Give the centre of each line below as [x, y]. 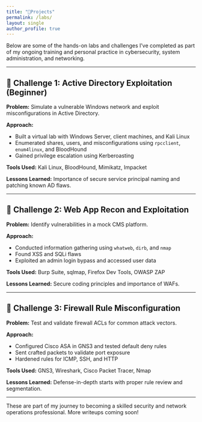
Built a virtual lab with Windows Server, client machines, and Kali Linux [102, 136]
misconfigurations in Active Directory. [53, 113]
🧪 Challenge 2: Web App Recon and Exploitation [98, 210]
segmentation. [24, 388]
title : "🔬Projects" [31, 12]
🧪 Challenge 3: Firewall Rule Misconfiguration [93, 308]
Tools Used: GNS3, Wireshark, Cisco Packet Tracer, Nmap [79, 370]
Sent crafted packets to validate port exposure [72, 352]
